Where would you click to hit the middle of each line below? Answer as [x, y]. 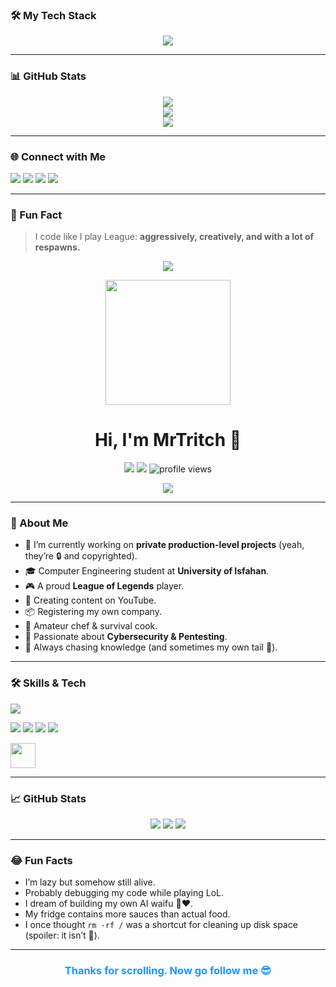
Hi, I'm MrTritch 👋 [168, 440]
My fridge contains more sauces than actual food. [127, 914]
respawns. [57, 247]
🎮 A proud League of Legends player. [104, 586]
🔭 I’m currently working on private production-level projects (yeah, [164, 545]
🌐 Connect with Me [58, 156]
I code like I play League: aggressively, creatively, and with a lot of [174, 237]
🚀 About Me [39, 523]
